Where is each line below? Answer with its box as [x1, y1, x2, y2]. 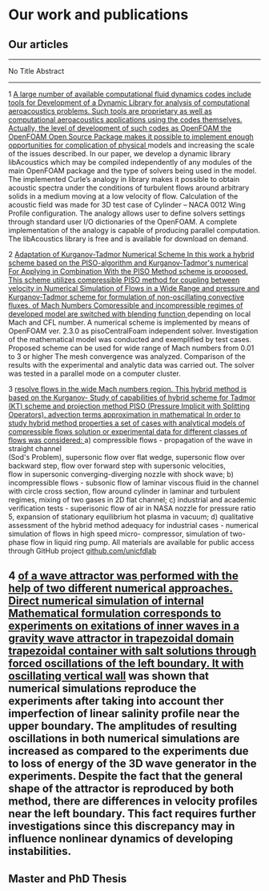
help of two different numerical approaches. [8, 582, 234, 595]
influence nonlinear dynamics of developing [8, 832, 234, 846]
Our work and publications [8, 6, 189, 24]
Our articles [8, 38, 69, 51]
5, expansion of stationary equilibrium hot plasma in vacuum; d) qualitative [8, 512, 254, 522]
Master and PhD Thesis [8, 872, 127, 885]
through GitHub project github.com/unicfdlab [8, 546, 157, 555]
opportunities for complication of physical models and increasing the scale [8, 140, 255, 150]
